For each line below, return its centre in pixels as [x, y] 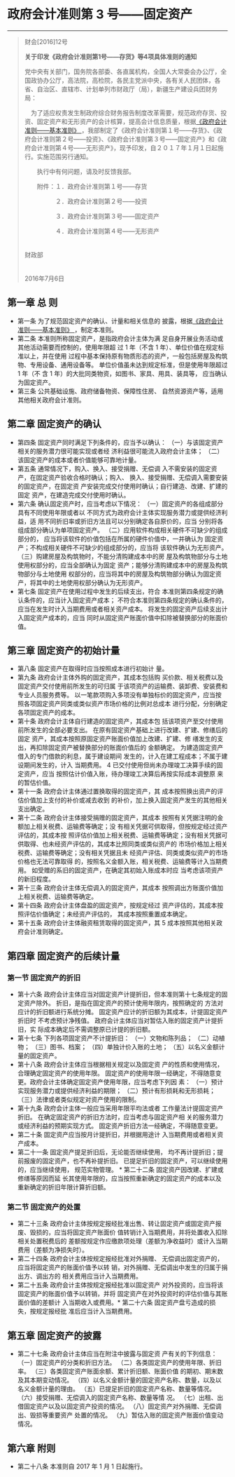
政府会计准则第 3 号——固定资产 [100, 14]
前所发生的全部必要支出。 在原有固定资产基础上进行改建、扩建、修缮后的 [122, 730]
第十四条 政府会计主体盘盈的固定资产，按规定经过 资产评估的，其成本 [117, 905]
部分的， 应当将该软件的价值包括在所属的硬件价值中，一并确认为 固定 [117, 539]
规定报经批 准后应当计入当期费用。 [86, 1311]
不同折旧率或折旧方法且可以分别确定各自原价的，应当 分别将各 [134, 521]
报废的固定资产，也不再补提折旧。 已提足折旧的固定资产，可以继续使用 [126, 1161]
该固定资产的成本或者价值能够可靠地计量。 [79, 459]
